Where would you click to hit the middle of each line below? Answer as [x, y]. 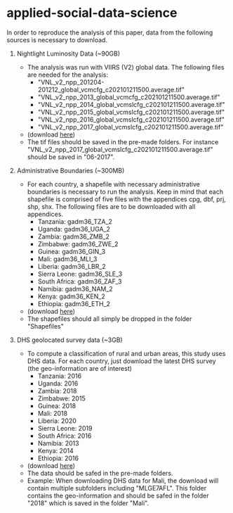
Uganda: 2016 [58, 383]
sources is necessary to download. [57, 39]
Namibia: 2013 [58, 443]
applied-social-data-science [92, 13]
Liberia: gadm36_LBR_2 [72, 266]
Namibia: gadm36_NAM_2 [75, 289]
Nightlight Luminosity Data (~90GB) [68, 53]
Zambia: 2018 [57, 391]
